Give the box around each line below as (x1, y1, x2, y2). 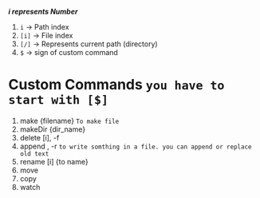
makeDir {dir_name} (19, 124, 86, 134)
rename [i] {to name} (19, 156, 89, 166)
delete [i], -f (19, 133, 60, 142)
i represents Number (8, 7, 78, 16)
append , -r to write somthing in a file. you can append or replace (19, 141, 252, 151)
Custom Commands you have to (8, 76, 225, 94)
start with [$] (8, 93, 109, 108)
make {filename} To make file (19, 116, 120, 125)
